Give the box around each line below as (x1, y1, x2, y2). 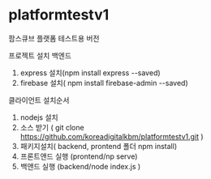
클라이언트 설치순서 (8, 95, 70, 104)
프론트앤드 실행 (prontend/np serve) (19, 151, 138, 161)
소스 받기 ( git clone (19, 122, 84, 132)
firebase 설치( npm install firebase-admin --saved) (19, 78, 188, 87)
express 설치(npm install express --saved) (19, 67, 161, 78)
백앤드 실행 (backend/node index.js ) (19, 161, 141, 171)
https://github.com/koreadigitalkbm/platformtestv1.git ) (19, 131, 205, 141)
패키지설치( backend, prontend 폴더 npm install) (19, 141, 178, 151)
